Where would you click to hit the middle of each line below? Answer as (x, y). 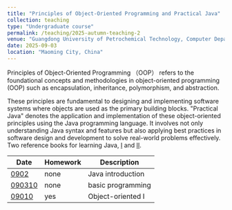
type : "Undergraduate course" (51, 26)
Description (119, 162)
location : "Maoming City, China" (55, 52)
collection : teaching (38, 20)
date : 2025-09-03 (32, 46)
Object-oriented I (116, 196)
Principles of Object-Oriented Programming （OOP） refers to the (101, 73)
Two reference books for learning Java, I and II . (74, 145)
